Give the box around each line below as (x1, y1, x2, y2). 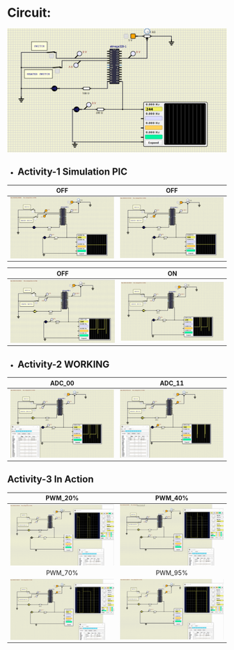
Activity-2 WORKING (17, 358, 110, 370)
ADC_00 (49, 379, 75, 387)
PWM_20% (45, 494, 79, 502)
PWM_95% (155, 569, 188, 577)
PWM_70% (46, 569, 79, 577)
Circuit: (7, 5, 52, 21)
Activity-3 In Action (7, 473, 94, 485)
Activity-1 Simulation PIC (17, 166, 127, 178)
